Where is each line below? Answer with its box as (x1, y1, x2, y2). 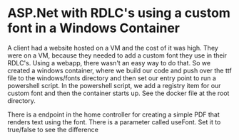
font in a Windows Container (7, 20, 180, 36)
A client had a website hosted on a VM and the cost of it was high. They (7, 43, 219, 52)
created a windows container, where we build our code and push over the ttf (7, 66, 232, 75)
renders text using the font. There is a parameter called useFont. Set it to (7, 117, 221, 126)
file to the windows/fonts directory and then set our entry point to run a (7, 73, 216, 82)
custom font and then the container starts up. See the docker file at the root (7, 89, 230, 97)
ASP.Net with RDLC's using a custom (7, 5, 230, 21)
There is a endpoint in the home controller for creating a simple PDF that (7, 110, 220, 119)
